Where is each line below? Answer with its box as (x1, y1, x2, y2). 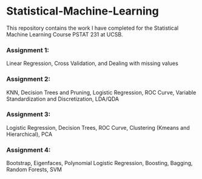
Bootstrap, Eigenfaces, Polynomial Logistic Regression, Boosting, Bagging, (6, 160, 193, 167)
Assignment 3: (6, 110, 51, 119)
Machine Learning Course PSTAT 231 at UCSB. (6, 30, 123, 38)
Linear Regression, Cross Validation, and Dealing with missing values (6, 59, 179, 67)
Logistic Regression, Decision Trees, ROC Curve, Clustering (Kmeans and (6, 124, 190, 131)
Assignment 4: (6, 146, 51, 154)
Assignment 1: (6, 46, 50, 54)
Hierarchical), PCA (6, 130, 53, 138)
